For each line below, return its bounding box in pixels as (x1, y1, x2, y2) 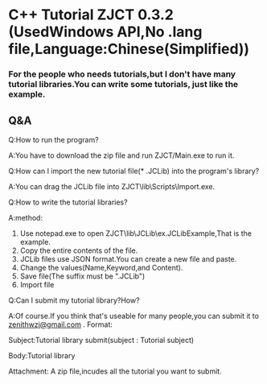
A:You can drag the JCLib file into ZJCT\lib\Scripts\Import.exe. (8, 181, 216, 191)
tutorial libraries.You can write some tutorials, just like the (8, 79, 239, 90)
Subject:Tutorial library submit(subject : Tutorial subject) (8, 335, 195, 345)
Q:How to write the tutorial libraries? (8, 197, 128, 207)
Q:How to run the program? (8, 134, 99, 144)
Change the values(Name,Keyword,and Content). (19, 262, 183, 272)
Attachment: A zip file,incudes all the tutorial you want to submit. (8, 366, 223, 376)
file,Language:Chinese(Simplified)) (8, 40, 250, 58)
